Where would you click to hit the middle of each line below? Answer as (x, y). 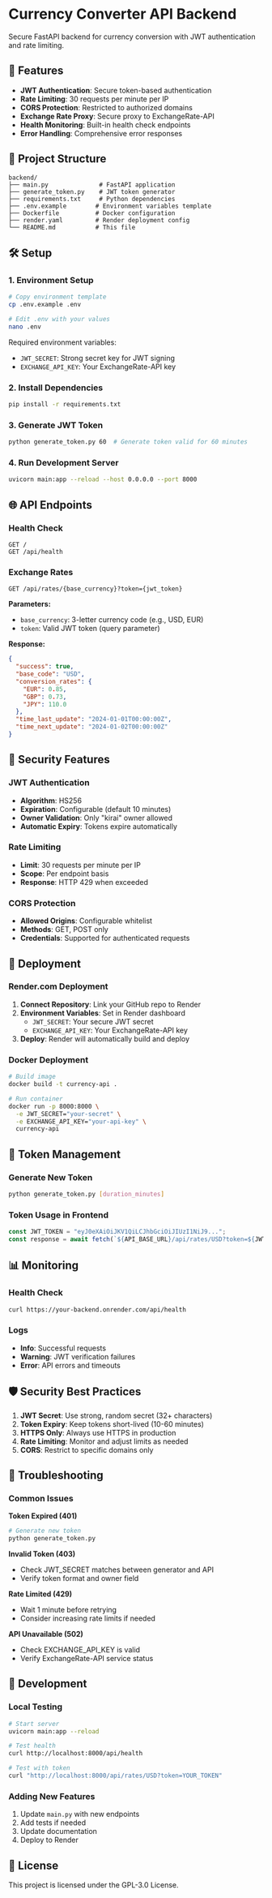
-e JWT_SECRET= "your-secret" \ (68, 1114)
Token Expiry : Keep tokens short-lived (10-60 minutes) (112, 1423)
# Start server (34, 1724)
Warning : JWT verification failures (78, 1356)
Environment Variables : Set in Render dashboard (103, 1013)
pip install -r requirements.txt (65, 405)
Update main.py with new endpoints (80, 1814)
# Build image (32, 1077)
